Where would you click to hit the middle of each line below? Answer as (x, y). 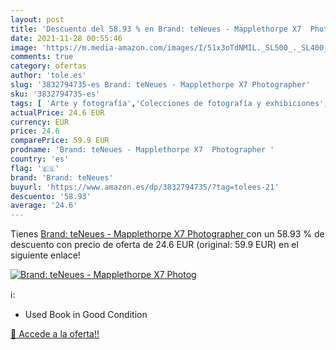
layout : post (37, 19)
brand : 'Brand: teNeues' (62, 177)
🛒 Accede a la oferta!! (55, 334)
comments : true (42, 57)
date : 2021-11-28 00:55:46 (66, 38)
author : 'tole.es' (48, 76)
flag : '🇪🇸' (35, 168)
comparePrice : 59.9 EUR (60, 141)
